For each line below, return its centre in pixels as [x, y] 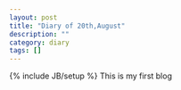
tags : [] [25, 51]
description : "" [39, 34]
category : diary [39, 42]
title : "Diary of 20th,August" [67, 26]
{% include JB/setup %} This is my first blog [90, 76]
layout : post [33, 17]
